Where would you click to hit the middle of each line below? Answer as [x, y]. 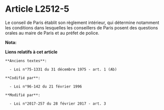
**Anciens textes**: [26, 61]
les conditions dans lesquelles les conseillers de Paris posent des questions [82, 27]
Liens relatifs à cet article [31, 52]
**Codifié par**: [23, 78]
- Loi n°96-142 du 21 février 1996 [46, 87]
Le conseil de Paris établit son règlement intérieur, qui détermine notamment [82, 22]
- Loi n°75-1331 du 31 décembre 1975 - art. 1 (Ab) [63, 69]
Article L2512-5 [37, 9]
